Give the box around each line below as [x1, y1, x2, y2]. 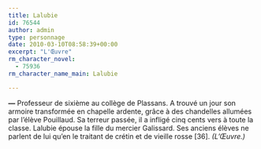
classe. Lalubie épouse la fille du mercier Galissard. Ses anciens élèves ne [8, 123, 250, 133]
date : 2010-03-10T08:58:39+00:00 [8, 41, 118, 49]
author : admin [8, 26, 55, 34]
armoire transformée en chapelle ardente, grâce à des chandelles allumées [8, 107, 252, 116]
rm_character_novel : [8, 56, 76, 64]
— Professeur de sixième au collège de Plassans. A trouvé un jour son [8, 98, 237, 107]
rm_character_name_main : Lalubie [8, 70, 118, 78]
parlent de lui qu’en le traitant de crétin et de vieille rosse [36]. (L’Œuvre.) [8, 131, 246, 141]
